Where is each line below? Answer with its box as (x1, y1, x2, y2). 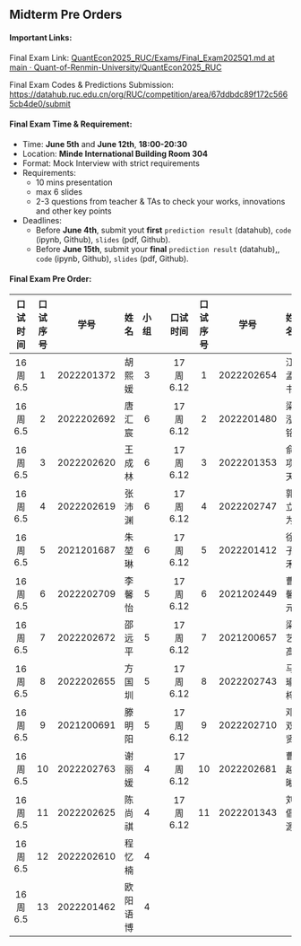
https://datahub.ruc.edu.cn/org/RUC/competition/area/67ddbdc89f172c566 (9, 89, 288, 100)
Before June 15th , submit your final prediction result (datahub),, (35, 243, 280, 254)
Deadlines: (21, 215, 63, 225)
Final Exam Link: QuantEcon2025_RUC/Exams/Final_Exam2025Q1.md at (9, 52, 275, 63)
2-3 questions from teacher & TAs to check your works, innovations (35, 196, 286, 206)
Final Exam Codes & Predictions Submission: (9, 79, 175, 90)
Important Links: (9, 31, 73, 43)
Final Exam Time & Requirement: (9, 118, 133, 129)
